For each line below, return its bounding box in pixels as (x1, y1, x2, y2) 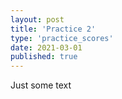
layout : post (10, 14, 65, 25)
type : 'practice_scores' (10, 33, 114, 43)
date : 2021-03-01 (10, 42, 83, 53)
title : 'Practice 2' (10, 24, 97, 34)
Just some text (10, 79, 72, 91)
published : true (10, 52, 78, 62)
